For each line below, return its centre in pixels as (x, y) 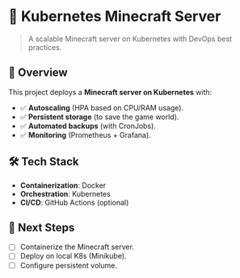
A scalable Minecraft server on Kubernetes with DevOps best (130, 39)
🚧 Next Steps (42, 228)
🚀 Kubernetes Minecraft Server (115, 17)
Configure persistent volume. (68, 265)
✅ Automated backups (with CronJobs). (88, 126)
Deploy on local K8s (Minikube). (73, 256)
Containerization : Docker (63, 185)
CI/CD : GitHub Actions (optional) (74, 202)
